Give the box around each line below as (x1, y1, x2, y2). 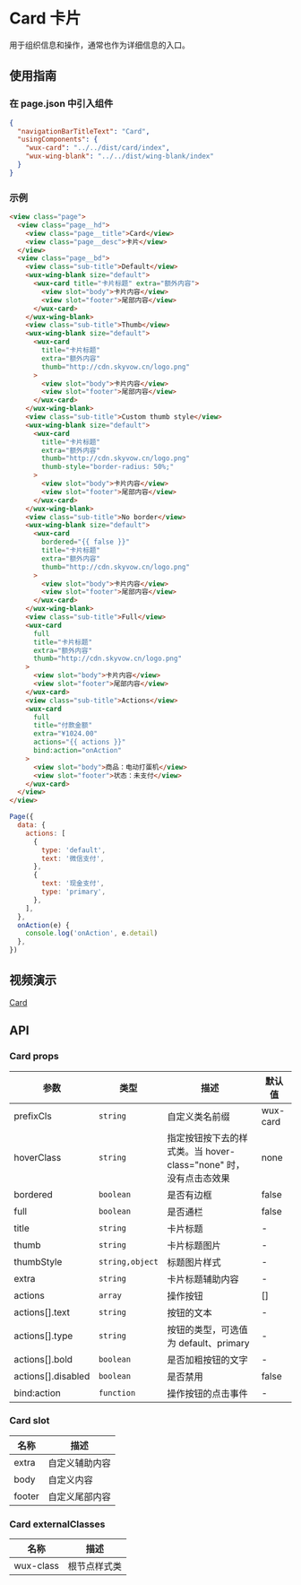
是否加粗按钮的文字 (167, 1354, 248, 1366)
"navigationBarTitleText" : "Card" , (17, 126, 150, 135)
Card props (9, 1050, 60, 1063)
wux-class (13, 1560, 60, 1572)
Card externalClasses (9, 1518, 106, 1530)
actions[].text (13, 1306, 70, 1319)
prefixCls (13, 1110, 52, 1122)
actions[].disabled (13, 1370, 90, 1382)
